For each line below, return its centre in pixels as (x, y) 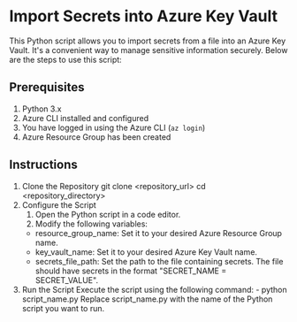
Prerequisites (47, 87)
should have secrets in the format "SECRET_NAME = (131, 271)
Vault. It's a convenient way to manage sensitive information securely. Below (148, 50)
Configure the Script (59, 204)
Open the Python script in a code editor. (108, 214)
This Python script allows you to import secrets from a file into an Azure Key (148, 41)
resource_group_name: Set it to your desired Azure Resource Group (159, 233)
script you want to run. (63, 308)
